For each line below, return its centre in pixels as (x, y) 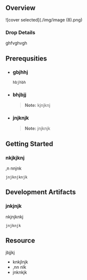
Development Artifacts (41, 192)
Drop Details (20, 32)
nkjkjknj (15, 158)
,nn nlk (19, 267)
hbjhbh (19, 82)
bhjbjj (19, 95)
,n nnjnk (14, 168)
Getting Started (29, 144)
